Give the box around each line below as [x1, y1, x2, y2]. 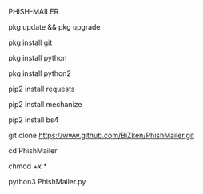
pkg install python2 [8, 69, 72, 78]
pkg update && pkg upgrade [8, 22, 101, 31]
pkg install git [8, 38, 53, 47]
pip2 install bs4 [8, 115, 59, 125]
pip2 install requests [8, 84, 75, 93]
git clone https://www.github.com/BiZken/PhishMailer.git [8, 131, 194, 140]
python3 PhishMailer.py [8, 177, 86, 186]
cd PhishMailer [8, 146, 58, 155]
